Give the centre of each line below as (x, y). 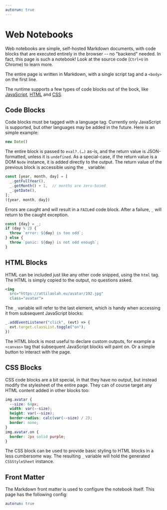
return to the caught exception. (37, 214)
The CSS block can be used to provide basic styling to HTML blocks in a (79, 451)
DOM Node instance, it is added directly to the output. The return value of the (83, 162)
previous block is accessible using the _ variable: (56, 167)
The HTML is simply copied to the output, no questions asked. (69, 280)
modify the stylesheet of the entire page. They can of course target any (79, 385)
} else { (14, 238)
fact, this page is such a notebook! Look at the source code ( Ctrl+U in (77, 59)
